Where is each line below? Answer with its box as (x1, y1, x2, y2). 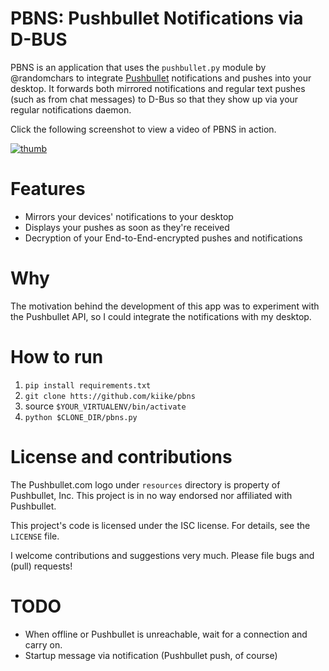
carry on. (24, 638, 63, 651)
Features (10, 178, 86, 201)
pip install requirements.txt (24, 380, 152, 391)
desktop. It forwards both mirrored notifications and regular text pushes (10, 82, 306, 94)
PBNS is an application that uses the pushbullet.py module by (10, 61, 267, 73)
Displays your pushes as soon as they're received (24, 221, 230, 233)
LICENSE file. (10, 530, 60, 542)
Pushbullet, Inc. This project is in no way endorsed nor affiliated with (10, 489, 293, 501)
